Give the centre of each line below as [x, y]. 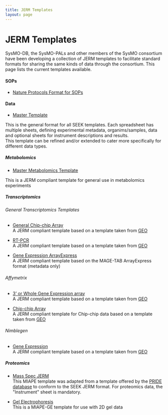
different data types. [26, 146]
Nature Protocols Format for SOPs [48, 92]
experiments [18, 185]
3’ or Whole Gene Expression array [49, 293]
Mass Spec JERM [31, 376]
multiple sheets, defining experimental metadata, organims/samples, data [81, 130]
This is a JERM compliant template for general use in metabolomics [75, 180]
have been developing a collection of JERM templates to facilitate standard [83, 59]
